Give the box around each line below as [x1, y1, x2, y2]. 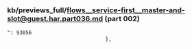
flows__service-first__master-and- [66, 5, 185, 15]
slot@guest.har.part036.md [7, 14, 104, 23]
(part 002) [104, 14, 140, 23]
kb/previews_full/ [7, 5, 67, 15]
